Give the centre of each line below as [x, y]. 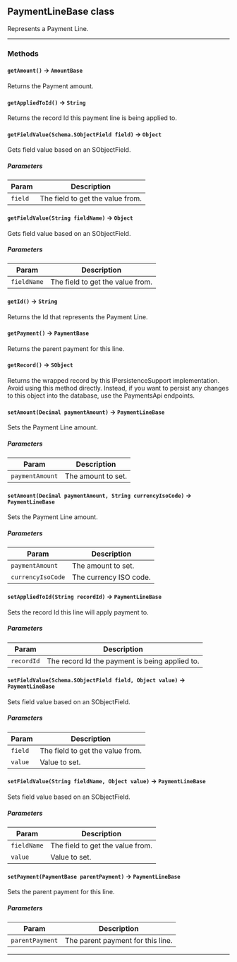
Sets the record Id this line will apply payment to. [78, 612]
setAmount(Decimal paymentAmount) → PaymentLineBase [86, 412]
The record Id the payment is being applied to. [123, 661]
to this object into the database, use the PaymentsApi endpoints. [101, 396]
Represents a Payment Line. [48, 28]
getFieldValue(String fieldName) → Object [70, 218]
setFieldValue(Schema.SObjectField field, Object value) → [96, 680]
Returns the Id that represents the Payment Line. [78, 316]
